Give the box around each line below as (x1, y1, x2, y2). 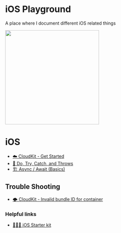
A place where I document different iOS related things (5, 20, 116, 26)
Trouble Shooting (5, 182, 60, 191)
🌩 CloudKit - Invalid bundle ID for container (12, 196, 103, 202)
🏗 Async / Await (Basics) (12, 166, 65, 172)
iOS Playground (5, 4, 71, 15)
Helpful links (5, 210, 36, 217)
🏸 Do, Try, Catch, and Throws (12, 160, 73, 166)
